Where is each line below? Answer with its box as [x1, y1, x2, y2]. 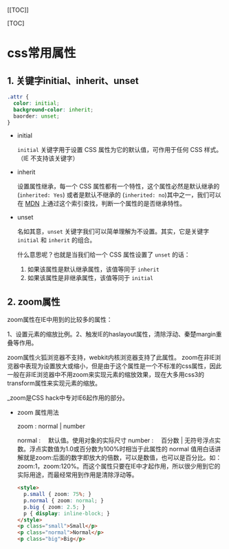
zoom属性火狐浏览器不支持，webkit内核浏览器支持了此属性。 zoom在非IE [7, 354, 215, 362]
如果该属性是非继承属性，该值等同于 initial [27, 274, 153, 282]
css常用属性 [7, 45, 76, 61]
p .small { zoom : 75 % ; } [23, 491, 91, 498]
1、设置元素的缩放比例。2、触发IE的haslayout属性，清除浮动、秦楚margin [7, 330, 217, 338]
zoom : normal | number [17, 422, 86, 431]
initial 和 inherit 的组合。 [17, 236, 96, 244]
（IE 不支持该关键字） [17, 154, 79, 162]
